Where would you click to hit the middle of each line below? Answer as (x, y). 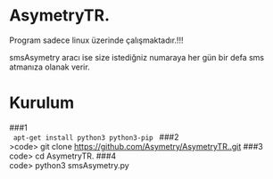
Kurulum (42, 103)
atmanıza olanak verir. (50, 67)
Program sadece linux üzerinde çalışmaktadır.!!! (96, 40)
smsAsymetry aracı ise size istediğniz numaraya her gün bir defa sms (137, 57)
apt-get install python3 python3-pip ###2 (96, 137)
